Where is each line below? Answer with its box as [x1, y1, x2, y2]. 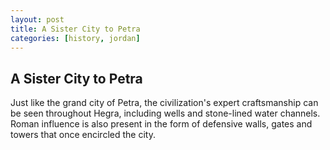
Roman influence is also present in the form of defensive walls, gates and [10, 118, 313, 130]
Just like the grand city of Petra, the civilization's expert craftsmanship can [10, 97, 319, 109]
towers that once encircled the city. [10, 129, 156, 141]
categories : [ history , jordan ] [10, 33, 141, 43]
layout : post [10, 14, 65, 25]
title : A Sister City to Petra [10, 24, 141, 34]
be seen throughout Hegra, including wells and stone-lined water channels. [10, 107, 321, 120]
